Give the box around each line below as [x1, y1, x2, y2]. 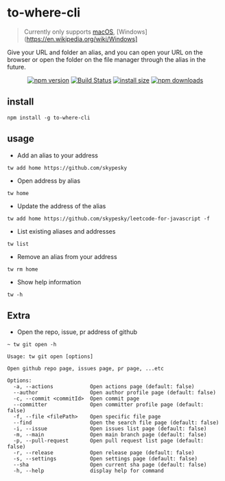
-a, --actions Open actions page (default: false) [13, 383, 195, 390]
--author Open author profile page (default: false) [13, 390, 216, 396]
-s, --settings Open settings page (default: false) [13, 456, 198, 462]
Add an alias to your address [16, 151, 98, 159]
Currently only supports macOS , [23, 27, 115, 36]
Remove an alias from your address [16, 252, 118, 260]
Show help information [16, 278, 82, 286]
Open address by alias [16, 177, 81, 185]
